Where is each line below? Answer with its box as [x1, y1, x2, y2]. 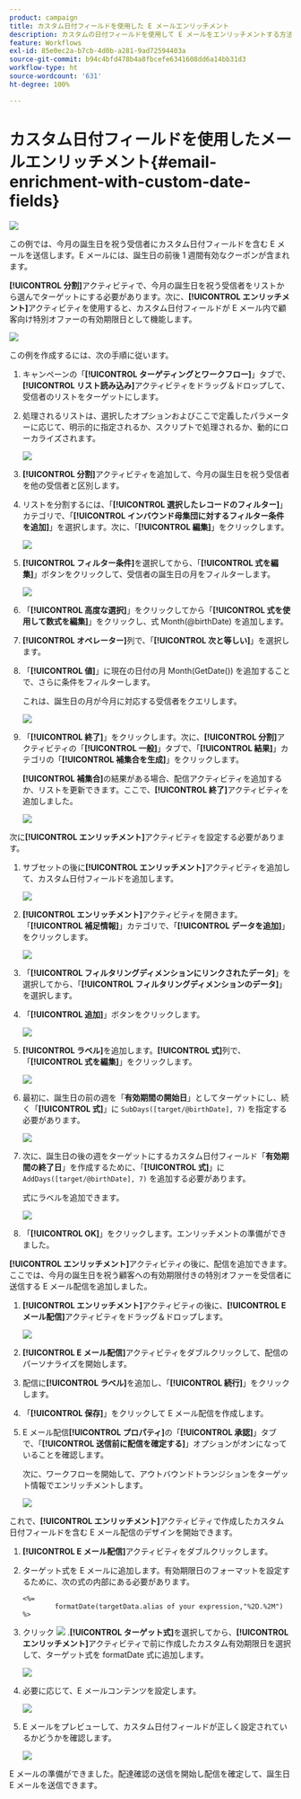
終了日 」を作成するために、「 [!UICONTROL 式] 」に [38, 1161, 226, 1173]
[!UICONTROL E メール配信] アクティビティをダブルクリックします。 [21, 1546, 273, 1556]
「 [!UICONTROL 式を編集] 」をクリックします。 [21, 1056, 197, 1067]
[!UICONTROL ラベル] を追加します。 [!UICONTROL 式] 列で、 [21, 1044, 246, 1056]
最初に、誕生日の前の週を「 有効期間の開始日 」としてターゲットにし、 [21, 1092, 281, 1103]
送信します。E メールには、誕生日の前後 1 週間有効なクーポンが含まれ [32, 249, 290, 261]
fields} [9, 191, 60, 211]
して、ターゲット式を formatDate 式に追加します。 [21, 1649, 209, 1660]
